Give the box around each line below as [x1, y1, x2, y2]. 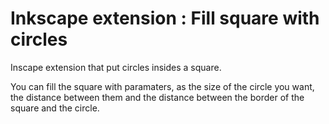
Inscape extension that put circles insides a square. [10, 61, 222, 73]
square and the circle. [10, 102, 100, 114]
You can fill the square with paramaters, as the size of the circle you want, [10, 80, 315, 92]
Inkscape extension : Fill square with [10, 7, 320, 30]
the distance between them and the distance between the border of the [10, 91, 305, 103]
